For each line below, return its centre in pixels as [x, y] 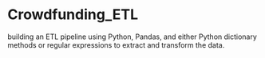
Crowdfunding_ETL [73, 15]
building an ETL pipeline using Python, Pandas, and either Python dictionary [132, 37]
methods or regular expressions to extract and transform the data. [116, 44]
